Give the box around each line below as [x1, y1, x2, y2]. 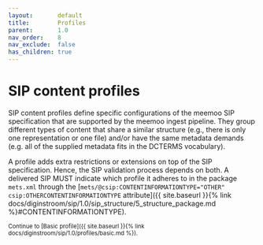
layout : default [8, 11, 83, 20]
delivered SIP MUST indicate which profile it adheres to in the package [8, 173, 238, 183]
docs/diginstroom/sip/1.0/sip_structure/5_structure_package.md [8, 199, 217, 208]
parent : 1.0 [8, 26, 69, 34]
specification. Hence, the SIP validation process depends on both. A [8, 165, 230, 174]
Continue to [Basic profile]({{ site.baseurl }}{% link [8, 222, 145, 230]
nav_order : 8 [8, 33, 61, 42]
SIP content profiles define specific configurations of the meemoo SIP [8, 108, 235, 117]
